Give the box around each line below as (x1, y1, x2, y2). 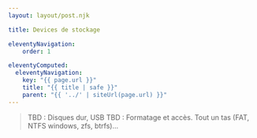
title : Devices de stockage (8, 25, 101, 34)
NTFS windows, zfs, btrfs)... (27, 121, 119, 130)
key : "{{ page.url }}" (22, 76, 97, 84)
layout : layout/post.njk (8, 11, 90, 20)
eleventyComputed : (8, 62, 69, 69)
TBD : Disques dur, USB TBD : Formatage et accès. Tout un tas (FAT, (27, 112, 250, 122)
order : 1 (22, 47, 51, 55)
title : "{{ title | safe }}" (22, 84, 118, 91)
